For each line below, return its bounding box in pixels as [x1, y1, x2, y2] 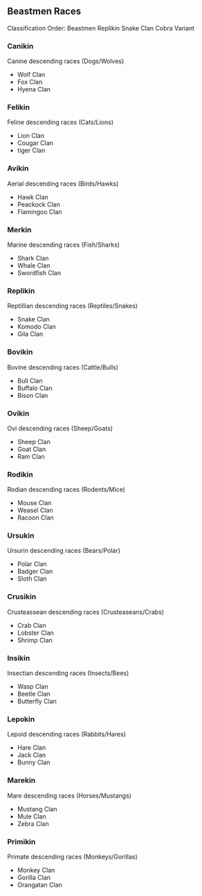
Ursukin [7, 531, 35, 541]
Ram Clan [17, 452, 45, 460]
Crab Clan [17, 621, 46, 629]
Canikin [7, 41, 34, 51]
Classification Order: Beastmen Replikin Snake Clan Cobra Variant [7, 24, 195, 32]
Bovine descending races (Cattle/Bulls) [7, 363, 119, 371]
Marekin [7, 775, 36, 785]
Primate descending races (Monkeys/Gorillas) [7, 852, 138, 861]
